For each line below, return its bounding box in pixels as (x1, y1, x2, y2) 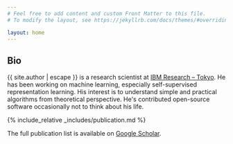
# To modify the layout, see (7, 17, 92, 24)
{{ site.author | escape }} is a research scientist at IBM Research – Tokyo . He (7, 73, 226, 82)
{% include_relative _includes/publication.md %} (7, 116, 146, 125)
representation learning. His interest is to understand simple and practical (7, 88, 217, 96)
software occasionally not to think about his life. (7, 102, 144, 111)
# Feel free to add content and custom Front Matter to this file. (7, 10, 207, 17)
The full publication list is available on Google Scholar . (7, 129, 162, 138)
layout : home (7, 29, 45, 36)
